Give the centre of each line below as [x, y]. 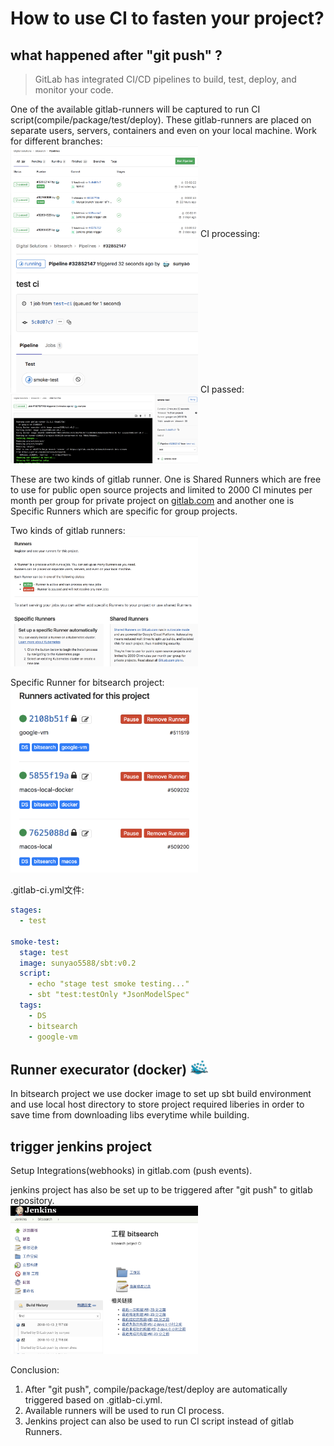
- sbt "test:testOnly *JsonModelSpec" [109, 995]
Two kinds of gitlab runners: [68, 531]
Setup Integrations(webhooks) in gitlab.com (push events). [131, 1171]
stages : [26, 910]
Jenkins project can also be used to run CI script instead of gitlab [159, 1421]
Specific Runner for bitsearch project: [87, 682]
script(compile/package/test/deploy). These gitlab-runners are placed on [161, 120]
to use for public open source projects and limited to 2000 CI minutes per [161, 490]
